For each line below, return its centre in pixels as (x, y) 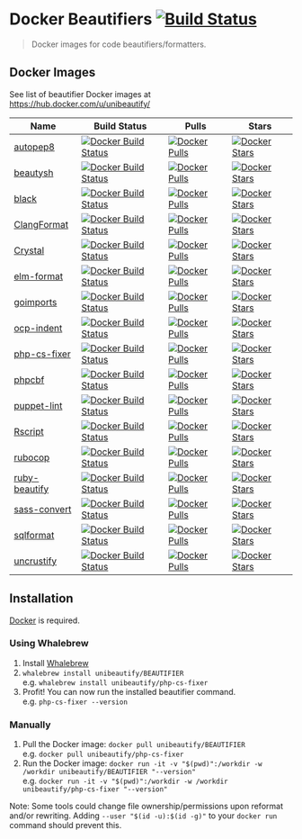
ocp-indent (38, 328)
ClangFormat (41, 224)
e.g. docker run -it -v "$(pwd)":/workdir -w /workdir (125, 781)
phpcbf (29, 380)
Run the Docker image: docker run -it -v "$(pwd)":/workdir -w (142, 763)
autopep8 (35, 147)
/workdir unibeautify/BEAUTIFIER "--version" (109, 772)
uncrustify (36, 561)
